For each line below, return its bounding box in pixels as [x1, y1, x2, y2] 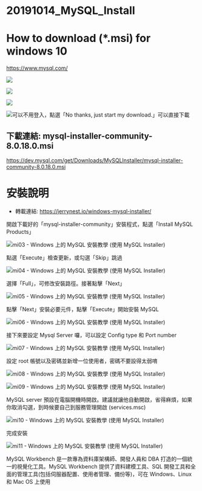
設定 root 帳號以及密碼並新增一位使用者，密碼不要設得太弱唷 [6, 357, 158, 365]
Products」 [6, 228, 35, 235]
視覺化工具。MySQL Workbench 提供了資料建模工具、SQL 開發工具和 [16, 462, 191, 470]
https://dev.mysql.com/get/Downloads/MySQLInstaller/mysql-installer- [6, 156, 183, 164]
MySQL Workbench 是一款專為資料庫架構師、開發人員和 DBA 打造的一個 [6, 455, 187, 462]
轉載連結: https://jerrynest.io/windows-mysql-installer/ [15, 207, 152, 215]
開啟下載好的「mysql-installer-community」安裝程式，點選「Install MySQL [6, 220, 193, 228]
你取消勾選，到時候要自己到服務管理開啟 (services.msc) [6, 403, 146, 411]
